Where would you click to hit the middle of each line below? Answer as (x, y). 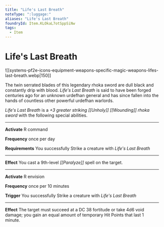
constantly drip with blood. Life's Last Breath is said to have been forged (78, 90)
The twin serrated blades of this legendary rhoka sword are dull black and (79, 85)
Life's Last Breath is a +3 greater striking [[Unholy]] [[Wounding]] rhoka (77, 110)
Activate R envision (25, 177)
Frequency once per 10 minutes (37, 186)
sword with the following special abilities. (46, 115)
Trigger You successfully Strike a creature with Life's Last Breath (71, 195)
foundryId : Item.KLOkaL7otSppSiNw (40, 23)
